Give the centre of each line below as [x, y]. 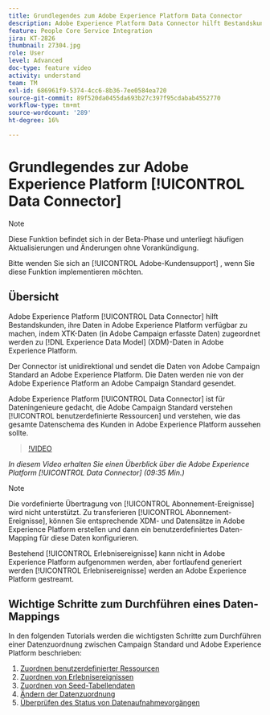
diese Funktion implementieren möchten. [76, 272]
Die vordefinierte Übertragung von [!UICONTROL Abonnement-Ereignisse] [131, 504]
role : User [27, 53]
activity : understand [45, 76]
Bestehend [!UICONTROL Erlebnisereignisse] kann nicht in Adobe [117, 553]
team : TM [23, 83]
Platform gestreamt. [41, 578]
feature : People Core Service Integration [80, 31]
